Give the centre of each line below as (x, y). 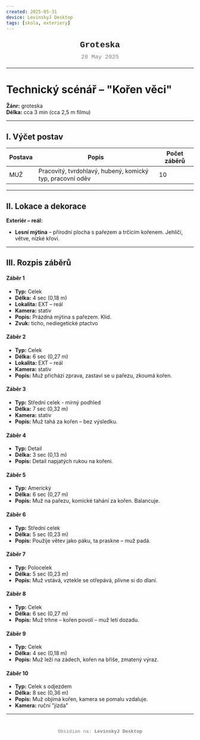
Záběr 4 (16, 435)
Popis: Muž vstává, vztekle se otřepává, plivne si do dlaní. (86, 580)
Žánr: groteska (25, 106)
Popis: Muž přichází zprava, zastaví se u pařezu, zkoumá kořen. (93, 375)
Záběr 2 (16, 337)
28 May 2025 (100, 57)
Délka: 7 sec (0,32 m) (41, 409)
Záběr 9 (16, 634)
